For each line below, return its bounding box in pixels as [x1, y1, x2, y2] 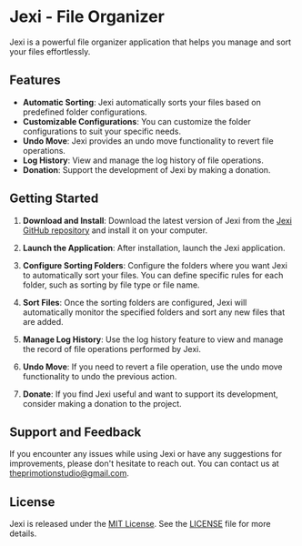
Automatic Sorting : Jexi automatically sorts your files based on [22, 96, 261, 107]
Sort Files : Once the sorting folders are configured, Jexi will [22, 297, 247, 308]
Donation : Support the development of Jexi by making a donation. [22, 164, 271, 175]
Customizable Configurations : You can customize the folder [22, 116, 252, 126]
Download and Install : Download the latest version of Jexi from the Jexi [22, 215, 293, 226]
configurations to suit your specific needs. [22, 126, 182, 136]
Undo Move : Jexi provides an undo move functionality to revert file [22, 135, 275, 147]
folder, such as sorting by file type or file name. [22, 279, 200, 290]
